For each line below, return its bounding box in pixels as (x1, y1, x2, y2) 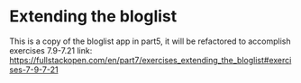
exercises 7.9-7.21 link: (9, 45, 93, 55)
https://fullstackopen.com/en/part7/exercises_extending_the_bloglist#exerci (9, 54, 292, 65)
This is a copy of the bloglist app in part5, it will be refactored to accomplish (9, 36, 291, 46)
